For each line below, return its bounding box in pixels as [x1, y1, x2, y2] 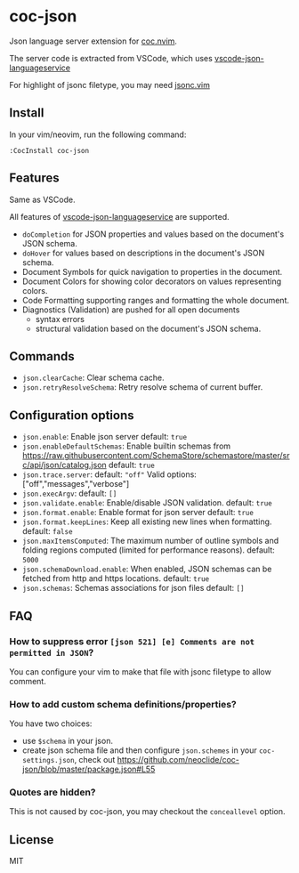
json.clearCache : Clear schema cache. [21, 372, 165, 384]
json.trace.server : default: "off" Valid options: [21, 469, 198, 480]
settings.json [21, 756, 75, 765]
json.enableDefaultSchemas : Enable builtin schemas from [21, 441, 231, 451]
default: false [21, 526, 73, 537]
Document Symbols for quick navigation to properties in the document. [21, 266, 283, 277]
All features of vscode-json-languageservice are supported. [9, 211, 230, 222]
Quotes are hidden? [9, 786, 96, 798]
